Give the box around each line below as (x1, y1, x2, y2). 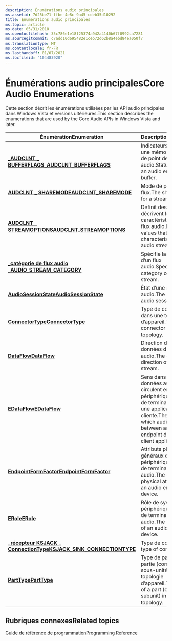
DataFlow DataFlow (8, 352, 55, 359)
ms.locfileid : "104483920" (5, 55, 63, 60)
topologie (140, 573, 164, 581)
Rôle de (140, 499, 159, 506)
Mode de (140, 182, 163, 190)
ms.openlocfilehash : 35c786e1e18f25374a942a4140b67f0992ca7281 (5, 31, 143, 36)
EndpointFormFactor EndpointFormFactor (8, 468, 111, 475)
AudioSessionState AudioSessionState (8, 291, 103, 298)
